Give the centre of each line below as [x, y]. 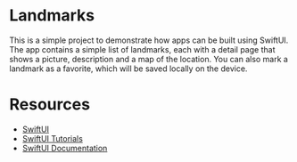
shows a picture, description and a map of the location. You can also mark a [148, 59]
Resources [50, 105]
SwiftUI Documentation [65, 148]
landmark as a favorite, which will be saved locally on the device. [128, 69]
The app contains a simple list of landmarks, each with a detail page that [142, 49]
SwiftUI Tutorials [52, 138]
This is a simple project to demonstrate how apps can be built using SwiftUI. [149, 40]
